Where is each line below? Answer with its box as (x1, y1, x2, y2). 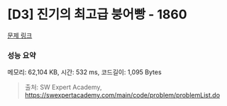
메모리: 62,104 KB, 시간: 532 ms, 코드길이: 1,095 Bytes (7, 68, 162, 76)
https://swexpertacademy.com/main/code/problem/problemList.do (24, 91, 221, 100)
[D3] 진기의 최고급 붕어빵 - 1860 (7, 6, 187, 23)
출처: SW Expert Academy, (24, 83, 102, 92)
